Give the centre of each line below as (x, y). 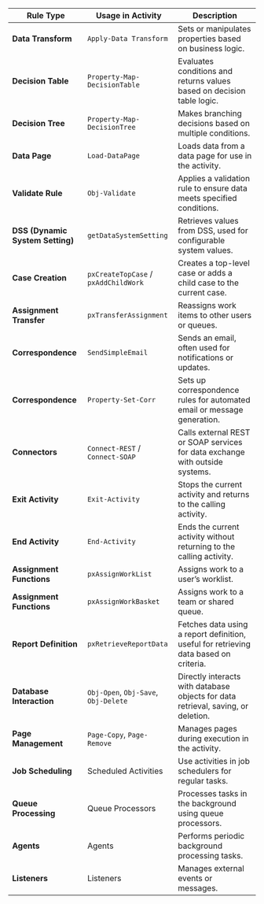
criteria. (192, 663)
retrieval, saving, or (213, 706)
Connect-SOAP (112, 457)
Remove (100, 743)
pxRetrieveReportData (128, 644)
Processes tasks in (213, 793)
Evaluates (196, 61)
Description (214, 15)
